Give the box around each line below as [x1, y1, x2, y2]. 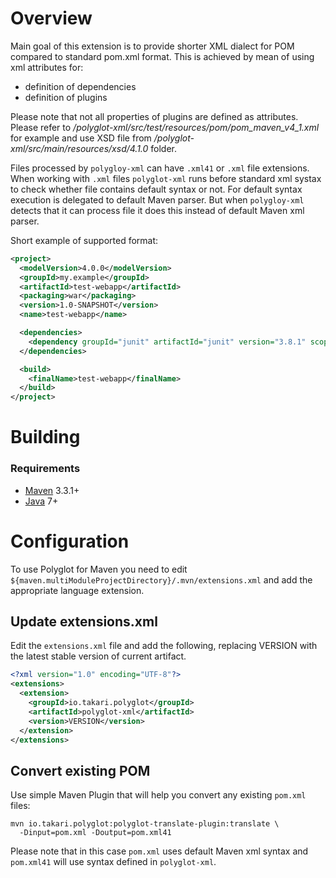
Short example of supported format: [10, 234, 159, 246]
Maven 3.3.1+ [24, 484, 80, 496]
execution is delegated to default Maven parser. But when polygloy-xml [10, 193, 305, 206]
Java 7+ [24, 495, 59, 507]
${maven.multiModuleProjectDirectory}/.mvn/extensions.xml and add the [10, 573, 313, 586]
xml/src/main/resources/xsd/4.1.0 [10, 142, 149, 154]
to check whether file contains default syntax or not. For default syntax [10, 183, 303, 195]
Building [10, 426, 81, 449]
